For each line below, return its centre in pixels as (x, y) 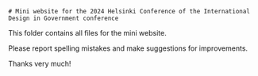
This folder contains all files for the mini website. (87, 33)
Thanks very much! (40, 64)
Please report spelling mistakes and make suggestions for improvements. (128, 48)
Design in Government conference (64, 18)
